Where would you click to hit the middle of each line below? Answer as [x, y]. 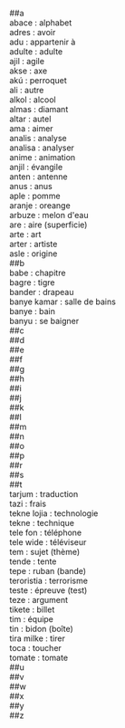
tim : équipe [32, 619]
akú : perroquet [38, 80]
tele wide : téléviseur [48, 542]
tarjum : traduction [44, 494]
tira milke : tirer [37, 638]
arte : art [25, 234]
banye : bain [33, 311]
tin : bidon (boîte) [42, 629]
